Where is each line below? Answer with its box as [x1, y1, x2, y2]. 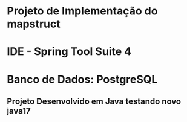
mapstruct [7, 17, 61, 31]
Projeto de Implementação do [7, 4, 158, 18]
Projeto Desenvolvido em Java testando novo [7, 96, 181, 106]
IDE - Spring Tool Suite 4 [7, 45, 132, 59]
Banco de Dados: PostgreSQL [7, 72, 158, 86]
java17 [7, 106, 31, 116]
